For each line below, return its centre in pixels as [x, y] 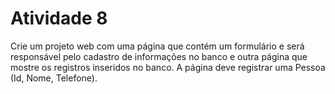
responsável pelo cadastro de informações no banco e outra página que [159, 56]
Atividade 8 [59, 18]
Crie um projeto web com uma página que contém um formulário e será [157, 46]
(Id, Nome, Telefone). [54, 78]
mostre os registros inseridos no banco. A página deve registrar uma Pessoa [168, 67]
